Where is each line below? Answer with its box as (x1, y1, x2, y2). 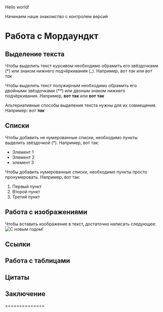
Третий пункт (12, 194, 40, 200)
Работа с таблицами (5, 257, 71, 265)
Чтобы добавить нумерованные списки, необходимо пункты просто (5, 169, 147, 175)
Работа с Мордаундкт (5, 31, 99, 42)
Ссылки (5, 240, 31, 249)
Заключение (5, 290, 46, 298)
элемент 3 (12, 159, 34, 165)
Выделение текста (5, 50, 65, 58)
